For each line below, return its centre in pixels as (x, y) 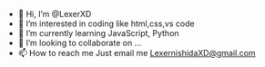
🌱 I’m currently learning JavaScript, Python (98, 33)
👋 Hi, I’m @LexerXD (55, 14)
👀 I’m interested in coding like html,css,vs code (106, 24)
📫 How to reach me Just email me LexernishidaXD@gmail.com (137, 53)
